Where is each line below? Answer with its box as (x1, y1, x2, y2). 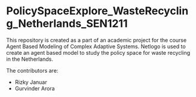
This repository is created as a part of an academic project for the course (6, 36, 187, 43)
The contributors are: (6, 67, 59, 74)
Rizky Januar (14, 79, 47, 86)
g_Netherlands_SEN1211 (6, 17, 128, 30)
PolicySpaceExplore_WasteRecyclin (6, 4, 189, 18)
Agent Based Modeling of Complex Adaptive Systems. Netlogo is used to (6, 43, 186, 50)
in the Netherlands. (6, 55, 54, 62)
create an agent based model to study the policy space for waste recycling (6, 49, 191, 56)
